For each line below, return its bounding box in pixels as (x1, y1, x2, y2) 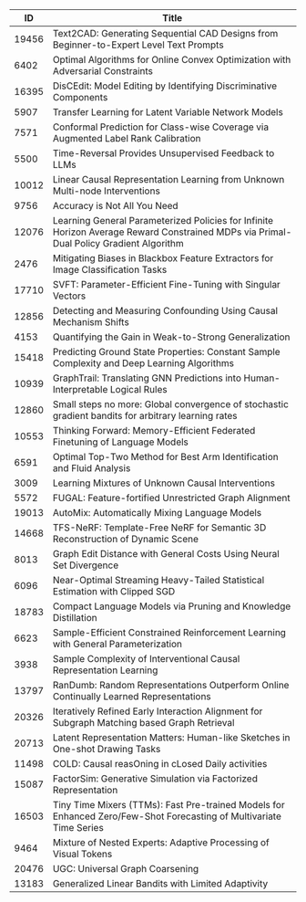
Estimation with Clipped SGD (52, 585, 176, 597)
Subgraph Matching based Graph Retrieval (52, 717, 235, 729)
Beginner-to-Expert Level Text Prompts (52, 38, 225, 51)
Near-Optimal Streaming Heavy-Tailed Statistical (52, 574, 265, 586)
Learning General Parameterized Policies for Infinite (52, 215, 274, 226)
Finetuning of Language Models (52, 435, 189, 448)
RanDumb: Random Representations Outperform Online (52, 679, 290, 691)
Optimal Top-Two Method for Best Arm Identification (52, 451, 280, 463)
